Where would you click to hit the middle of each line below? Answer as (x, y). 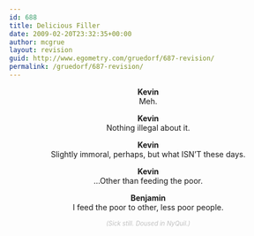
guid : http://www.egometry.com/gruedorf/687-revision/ (112, 58)
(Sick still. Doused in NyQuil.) (148, 223)
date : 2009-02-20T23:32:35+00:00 (71, 34)
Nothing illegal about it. (148, 127)
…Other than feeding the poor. (148, 180)
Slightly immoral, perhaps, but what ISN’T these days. (148, 154)
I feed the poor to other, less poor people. (148, 207)
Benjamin (148, 198)
